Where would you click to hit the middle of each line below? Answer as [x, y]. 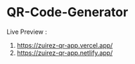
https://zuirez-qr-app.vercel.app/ [65, 45]
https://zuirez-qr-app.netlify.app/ [65, 53]
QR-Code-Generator [67, 12]
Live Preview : [27, 32]
